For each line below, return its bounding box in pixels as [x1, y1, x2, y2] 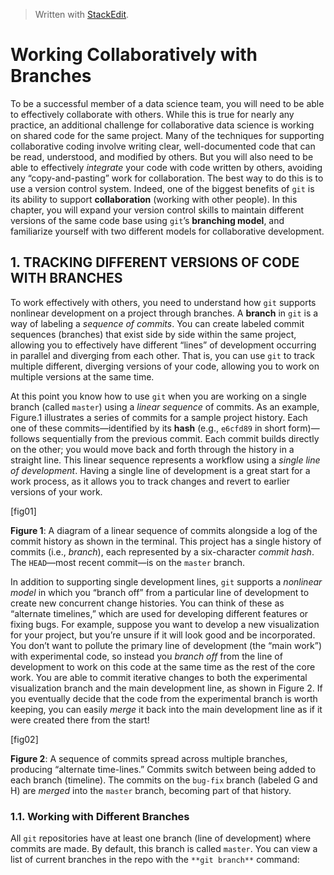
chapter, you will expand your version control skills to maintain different [10, 204, 305, 216]
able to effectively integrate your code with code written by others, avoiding [10, 161, 323, 173]
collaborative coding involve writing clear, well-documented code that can [10, 140, 316, 152]
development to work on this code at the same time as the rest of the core [10, 660, 316, 673]
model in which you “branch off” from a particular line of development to [10, 586, 310, 598]
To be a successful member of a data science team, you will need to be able [10, 97, 325, 109]
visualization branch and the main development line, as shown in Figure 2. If [10, 682, 323, 694]
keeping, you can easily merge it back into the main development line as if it [10, 703, 323, 715]
